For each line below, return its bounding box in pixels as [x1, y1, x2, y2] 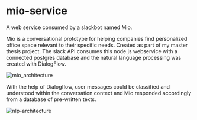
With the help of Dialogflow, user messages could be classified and [6, 83, 170, 90]
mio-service [6, 4, 68, 18]
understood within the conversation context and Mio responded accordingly [6, 89, 192, 96]
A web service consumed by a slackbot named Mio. [6, 24, 133, 31]
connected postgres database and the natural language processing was [6, 54, 182, 61]
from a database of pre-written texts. [6, 96, 96, 103]
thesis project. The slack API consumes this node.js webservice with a [6, 47, 177, 54]
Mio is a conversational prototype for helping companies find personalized [6, 35, 188, 42]
